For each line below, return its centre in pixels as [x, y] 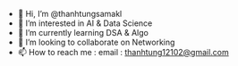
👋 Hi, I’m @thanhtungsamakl [70, 14]
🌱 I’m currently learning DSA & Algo [83, 33]
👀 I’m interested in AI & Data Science [85, 23]
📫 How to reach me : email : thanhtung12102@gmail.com [123, 52]
